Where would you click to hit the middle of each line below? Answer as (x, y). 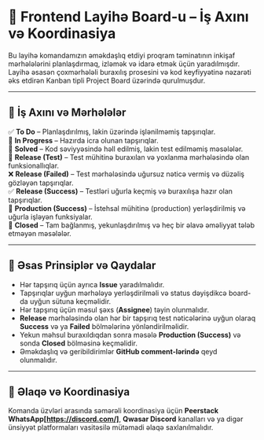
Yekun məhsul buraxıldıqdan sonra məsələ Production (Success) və (130, 335)
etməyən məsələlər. (40, 233)
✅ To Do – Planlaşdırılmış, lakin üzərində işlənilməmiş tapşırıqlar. (112, 131)
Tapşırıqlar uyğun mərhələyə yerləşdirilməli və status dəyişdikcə (123, 293)
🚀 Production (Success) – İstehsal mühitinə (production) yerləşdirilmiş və (127, 208)
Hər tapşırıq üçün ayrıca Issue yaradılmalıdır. (92, 284)
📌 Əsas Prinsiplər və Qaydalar (82, 266)
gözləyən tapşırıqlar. (41, 183)
